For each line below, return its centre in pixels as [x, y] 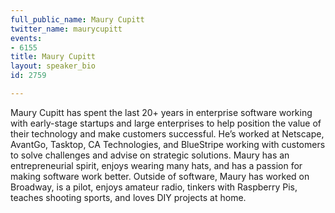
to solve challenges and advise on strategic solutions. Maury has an [150, 155]
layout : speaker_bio [53, 66]
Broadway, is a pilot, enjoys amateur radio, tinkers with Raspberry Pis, [154, 187]
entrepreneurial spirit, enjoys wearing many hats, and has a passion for [156, 165]
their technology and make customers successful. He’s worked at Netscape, [167, 133]
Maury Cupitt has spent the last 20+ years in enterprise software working [161, 112]
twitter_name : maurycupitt [66, 29]
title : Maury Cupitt [53, 57]
